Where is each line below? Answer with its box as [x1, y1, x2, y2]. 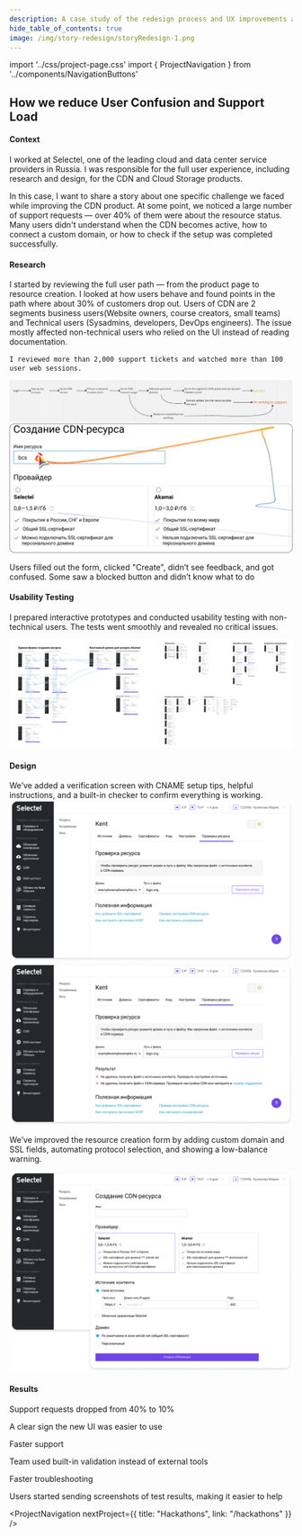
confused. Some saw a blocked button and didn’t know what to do [9, 571, 255, 582]
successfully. [9, 238, 58, 249]
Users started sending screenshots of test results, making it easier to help [9, 1491, 283, 1502]
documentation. [9, 337, 68, 347]
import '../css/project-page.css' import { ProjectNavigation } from [9, 59, 252, 70]
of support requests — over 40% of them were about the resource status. [9, 210, 283, 220]
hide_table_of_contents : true [9, 23, 123, 33]
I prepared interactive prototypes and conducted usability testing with [9, 612, 268, 623]
